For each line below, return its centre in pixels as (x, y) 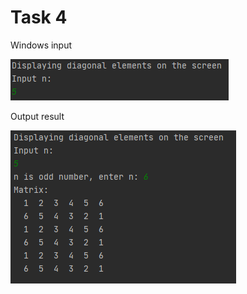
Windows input (41, 45)
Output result (37, 116)
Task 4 (39, 17)
